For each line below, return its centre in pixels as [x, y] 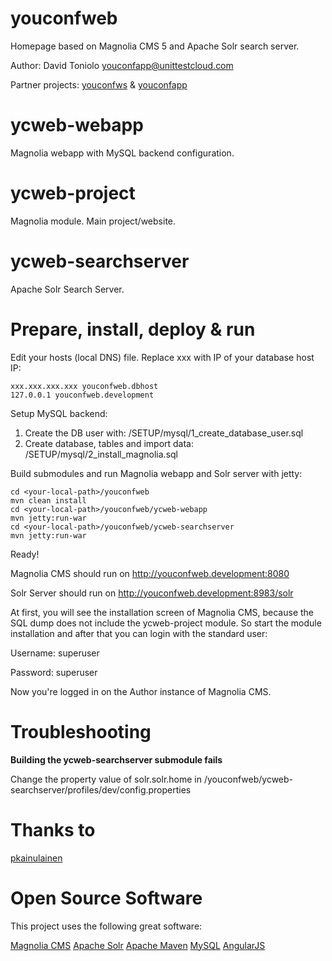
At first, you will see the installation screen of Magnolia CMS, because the [162, 612]
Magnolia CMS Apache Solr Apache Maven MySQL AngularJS [138, 945]
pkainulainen [36, 858]
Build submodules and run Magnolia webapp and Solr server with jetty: [156, 473]
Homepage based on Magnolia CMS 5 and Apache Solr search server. [155, 46]
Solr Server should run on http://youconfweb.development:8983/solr [152, 593]
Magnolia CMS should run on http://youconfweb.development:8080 [150, 573]
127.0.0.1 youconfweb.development [82, 395]
